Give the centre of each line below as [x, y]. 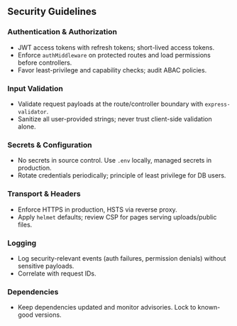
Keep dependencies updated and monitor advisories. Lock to [107, 308]
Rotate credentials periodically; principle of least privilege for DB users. [122, 175]
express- [217, 104]
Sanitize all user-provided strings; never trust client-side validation [115, 119]
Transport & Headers [44, 194]
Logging [22, 243]
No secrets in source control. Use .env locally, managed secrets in [115, 161]
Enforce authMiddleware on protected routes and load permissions [114, 55]
